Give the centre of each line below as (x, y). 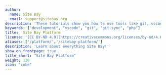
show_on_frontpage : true (31, 51)
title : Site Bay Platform (33, 33)
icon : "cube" (19, 65)
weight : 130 (17, 60)
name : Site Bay (25, 14)
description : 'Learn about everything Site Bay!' (57, 46)
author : (13, 10)
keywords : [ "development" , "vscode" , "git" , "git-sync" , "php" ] (73, 28)
